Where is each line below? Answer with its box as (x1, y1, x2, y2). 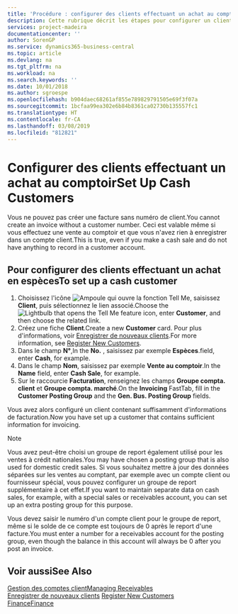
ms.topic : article (7, 50, 62, 57)
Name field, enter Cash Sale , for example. (17, 369, 141, 378)
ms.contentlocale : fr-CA (7, 116, 81, 123)
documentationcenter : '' (7, 30, 81, 38)
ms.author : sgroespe (7, 89, 69, 96)
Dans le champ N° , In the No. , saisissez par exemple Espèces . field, (17, 347, 215, 355)
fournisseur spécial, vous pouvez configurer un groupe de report (7, 478, 197, 486)
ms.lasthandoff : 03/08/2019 (7, 122, 91, 130)
